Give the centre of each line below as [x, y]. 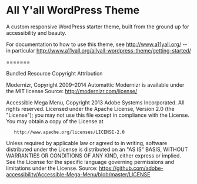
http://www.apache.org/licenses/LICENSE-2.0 [69, 132]
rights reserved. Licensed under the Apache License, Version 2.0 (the [90, 109]
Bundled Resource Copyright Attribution [54, 73]
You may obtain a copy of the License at [55, 121]
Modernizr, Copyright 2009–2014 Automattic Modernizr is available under [95, 85]
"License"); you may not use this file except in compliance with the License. [98, 115]
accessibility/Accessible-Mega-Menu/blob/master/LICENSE [78, 174]
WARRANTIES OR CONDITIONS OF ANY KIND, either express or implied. [94, 155]
